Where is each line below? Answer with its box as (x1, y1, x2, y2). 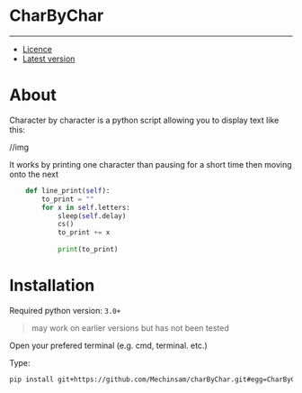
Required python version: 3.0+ (9, 305, 121, 315)
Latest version (22, 53, 75, 64)
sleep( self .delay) (57, 211, 127, 221)
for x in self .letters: (41, 203, 130, 212)
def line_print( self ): (25, 186, 111, 195)
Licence (22, 43, 52, 54)
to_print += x (57, 228, 111, 237)
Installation (9, 276, 95, 296)
